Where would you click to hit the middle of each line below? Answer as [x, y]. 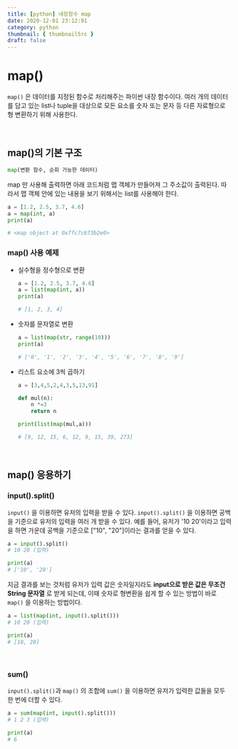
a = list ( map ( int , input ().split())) [63, 616]
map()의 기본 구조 [45, 153]
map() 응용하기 [39, 475]
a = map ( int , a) [31, 214]
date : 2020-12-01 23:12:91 [47, 21]
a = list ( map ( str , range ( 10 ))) [64, 338]
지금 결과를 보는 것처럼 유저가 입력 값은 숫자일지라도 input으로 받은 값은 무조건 [117, 585]
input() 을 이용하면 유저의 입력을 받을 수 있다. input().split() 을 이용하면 [113, 512]
